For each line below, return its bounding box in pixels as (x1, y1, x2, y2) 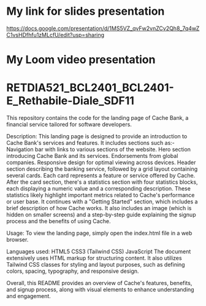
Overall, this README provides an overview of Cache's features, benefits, (6, 280, 193, 287)
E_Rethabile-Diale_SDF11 (6, 94, 135, 108)
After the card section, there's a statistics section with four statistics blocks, (6, 178, 198, 186)
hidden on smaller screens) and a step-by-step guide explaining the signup (6, 211, 196, 219)
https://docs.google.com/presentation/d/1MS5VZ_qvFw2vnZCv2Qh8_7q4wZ (6, 25, 200, 32)
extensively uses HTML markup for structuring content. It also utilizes (6, 254, 182, 262)
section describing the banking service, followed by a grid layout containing (6, 165, 198, 173)
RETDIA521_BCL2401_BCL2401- (6, 81, 175, 95)
